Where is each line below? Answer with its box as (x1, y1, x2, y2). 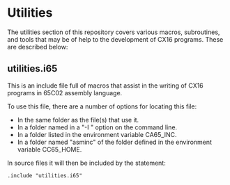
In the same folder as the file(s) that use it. (17, 115, 139, 124)
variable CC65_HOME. (17, 145, 82, 154)
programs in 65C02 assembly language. (7, 88, 123, 97)
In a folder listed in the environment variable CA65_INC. (17, 130, 177, 138)
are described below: (7, 42, 68, 51)
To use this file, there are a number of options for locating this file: (7, 102, 197, 111)
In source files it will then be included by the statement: (7, 159, 166, 167)
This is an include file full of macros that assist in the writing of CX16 (7, 81, 204, 90)
